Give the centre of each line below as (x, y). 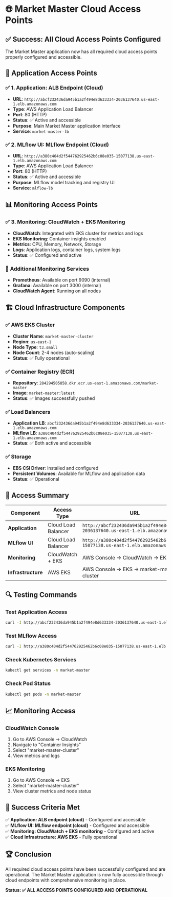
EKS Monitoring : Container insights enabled (59, 239)
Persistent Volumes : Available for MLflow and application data (79, 473)
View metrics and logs (36, 756)
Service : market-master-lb (41, 131)
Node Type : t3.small (35, 347)
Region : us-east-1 (32, 341)
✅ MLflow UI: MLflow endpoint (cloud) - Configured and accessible (78, 825)
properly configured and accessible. (44, 57)
